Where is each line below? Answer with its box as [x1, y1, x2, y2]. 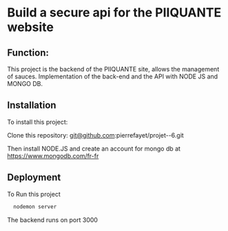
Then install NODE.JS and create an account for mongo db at [7, 144, 181, 153]
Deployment [7, 172, 61, 184]
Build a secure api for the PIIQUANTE [7, 5, 222, 21]
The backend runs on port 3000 [7, 215, 99, 224]
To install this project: [7, 118, 68, 126]
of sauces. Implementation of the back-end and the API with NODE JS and [7, 72, 218, 80]
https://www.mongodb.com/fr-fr [7, 151, 99, 159]
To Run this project [7, 190, 61, 198]
